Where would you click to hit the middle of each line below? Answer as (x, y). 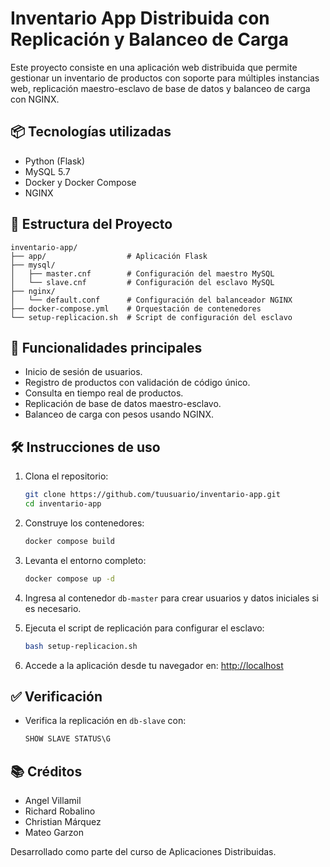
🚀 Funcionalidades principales (106, 347)
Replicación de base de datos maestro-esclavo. (123, 404)
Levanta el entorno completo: (85, 560)
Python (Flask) (55, 161)
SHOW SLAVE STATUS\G (67, 739)
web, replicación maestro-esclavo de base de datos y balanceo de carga (160, 88)
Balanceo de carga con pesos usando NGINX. (119, 414)
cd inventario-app (63, 504)
